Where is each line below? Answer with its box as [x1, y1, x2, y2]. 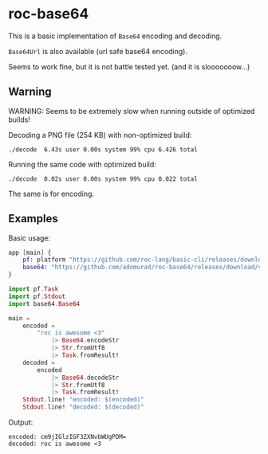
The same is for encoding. [8, 189, 94, 198]
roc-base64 [8, 5, 89, 23]
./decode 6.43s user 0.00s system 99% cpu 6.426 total [8, 145, 198, 154]
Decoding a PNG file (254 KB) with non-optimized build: [8, 130, 192, 139]
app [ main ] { [8, 249, 52, 256]
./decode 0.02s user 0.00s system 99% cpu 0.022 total [8, 174, 198, 183]
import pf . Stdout [8, 292, 66, 300]
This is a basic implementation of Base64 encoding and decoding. [8, 31, 223, 41]
